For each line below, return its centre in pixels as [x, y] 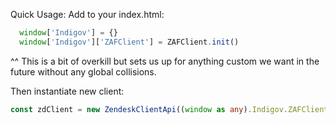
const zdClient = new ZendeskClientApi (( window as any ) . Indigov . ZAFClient [169, 109]
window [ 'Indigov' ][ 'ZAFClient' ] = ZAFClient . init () [129, 42]
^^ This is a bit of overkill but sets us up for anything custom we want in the [165, 61]
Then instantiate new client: [67, 91]
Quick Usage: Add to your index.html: [87, 14]
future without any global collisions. [83, 71]
